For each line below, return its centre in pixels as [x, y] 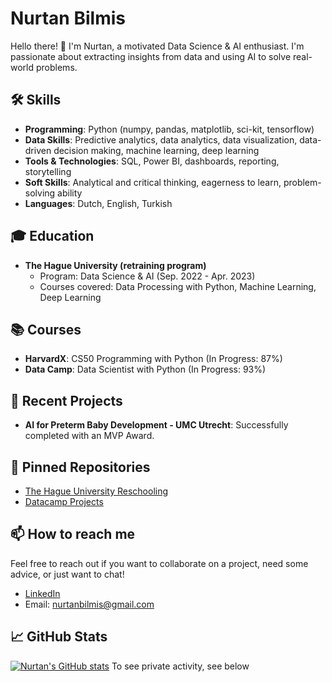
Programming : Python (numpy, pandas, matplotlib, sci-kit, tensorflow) [169, 129]
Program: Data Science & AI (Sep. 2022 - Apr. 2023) [147, 276]
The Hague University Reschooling [96, 491]
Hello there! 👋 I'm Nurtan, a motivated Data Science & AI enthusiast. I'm [157, 46]
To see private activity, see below [180, 666]
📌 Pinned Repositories [80, 467]
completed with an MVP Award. [89, 436]
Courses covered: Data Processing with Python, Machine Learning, [178, 286]
